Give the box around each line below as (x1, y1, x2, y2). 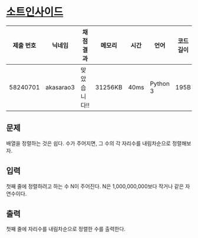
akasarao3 (45, 83, 75, 91)
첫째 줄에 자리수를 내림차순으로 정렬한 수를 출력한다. (6, 226, 126, 233)
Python (150, 79, 170, 88)
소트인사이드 (6, 5, 64, 19)
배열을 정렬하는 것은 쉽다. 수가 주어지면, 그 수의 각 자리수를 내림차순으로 (6, 139, 171, 147)
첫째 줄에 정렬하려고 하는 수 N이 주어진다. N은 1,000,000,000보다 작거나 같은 (6, 183, 184, 190)
